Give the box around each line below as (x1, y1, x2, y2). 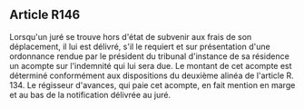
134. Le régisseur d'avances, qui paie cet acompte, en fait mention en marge (9, 79, 296, 90)
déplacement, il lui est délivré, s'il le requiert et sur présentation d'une (9, 41, 270, 52)
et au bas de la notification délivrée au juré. (9, 89, 171, 100)
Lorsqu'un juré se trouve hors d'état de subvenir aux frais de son (9, 31, 252, 42)
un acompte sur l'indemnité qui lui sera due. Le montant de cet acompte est (9, 60, 292, 71)
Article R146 (9, 7, 81, 23)
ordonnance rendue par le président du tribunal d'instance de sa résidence (9, 50, 290, 62)
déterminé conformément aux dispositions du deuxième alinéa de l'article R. (9, 70, 295, 81)
